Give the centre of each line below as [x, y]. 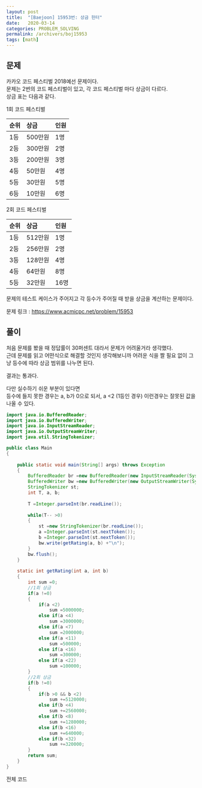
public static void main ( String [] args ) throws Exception [91, 465]
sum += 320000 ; [67, 744]
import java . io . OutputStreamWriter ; [52, 432]
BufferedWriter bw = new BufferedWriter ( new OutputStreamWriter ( [110, 482]
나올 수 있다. [21, 403]
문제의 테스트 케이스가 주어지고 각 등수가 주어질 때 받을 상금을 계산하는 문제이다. [100, 298]
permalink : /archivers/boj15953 [47, 34]
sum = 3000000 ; [67, 621]
